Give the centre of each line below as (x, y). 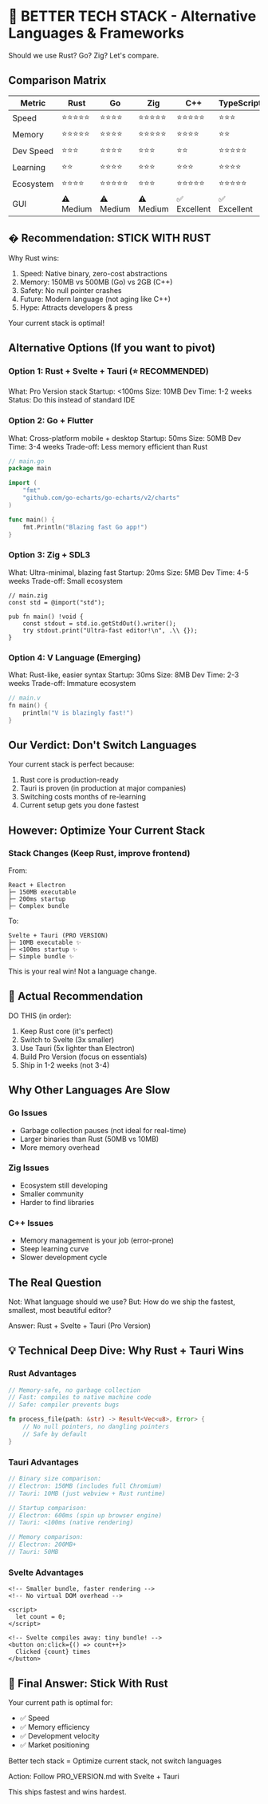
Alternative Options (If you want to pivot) (112, 348)
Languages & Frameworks (97, 33)
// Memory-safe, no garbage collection (75, 1390)
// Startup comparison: (48, 1508)
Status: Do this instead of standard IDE (72, 400)
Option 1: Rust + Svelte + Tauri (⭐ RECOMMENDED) (108, 371)
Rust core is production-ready (69, 780)
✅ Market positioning (55, 1745)
